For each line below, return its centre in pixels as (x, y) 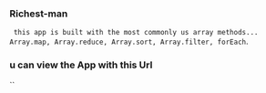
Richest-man (39, 14)
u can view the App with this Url (81, 65)
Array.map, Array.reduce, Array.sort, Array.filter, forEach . (129, 41)
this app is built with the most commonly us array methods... (136, 33)
